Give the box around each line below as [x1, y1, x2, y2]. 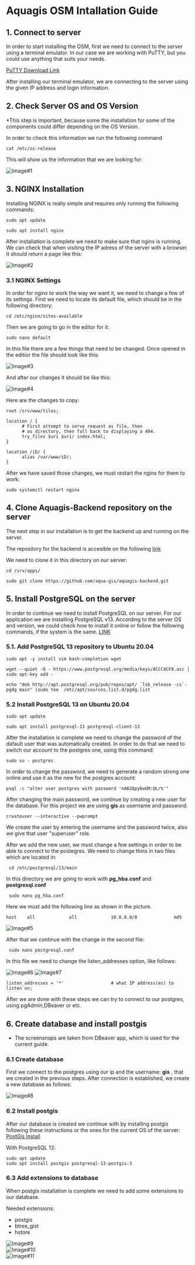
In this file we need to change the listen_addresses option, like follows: [6, 958, 176, 965]
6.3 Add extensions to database [6, 1174, 98, 1182]
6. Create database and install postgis [6, 1019, 148, 1029]
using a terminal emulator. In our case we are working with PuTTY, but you [6, 49, 186, 56]
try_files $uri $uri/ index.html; [21, 433, 107, 440]
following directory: [6, 301, 53, 308]
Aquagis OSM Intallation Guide [6, 4, 158, 18]
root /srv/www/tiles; [6, 408, 59, 414]
